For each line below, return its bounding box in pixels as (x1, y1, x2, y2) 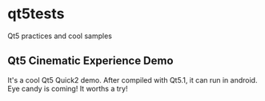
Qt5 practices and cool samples (7, 31, 113, 41)
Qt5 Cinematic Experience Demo (7, 54, 174, 68)
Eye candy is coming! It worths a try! (7, 84, 128, 93)
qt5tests (7, 5, 65, 23)
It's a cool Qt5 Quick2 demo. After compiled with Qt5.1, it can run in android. (7, 75, 258, 84)
